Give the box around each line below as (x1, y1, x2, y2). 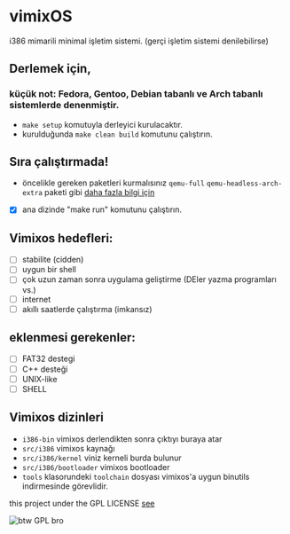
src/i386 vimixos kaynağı (21, 443, 115, 453)
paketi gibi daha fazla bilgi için (43, 187, 155, 198)
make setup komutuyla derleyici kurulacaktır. (21, 119, 184, 130)
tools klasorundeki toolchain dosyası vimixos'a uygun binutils (21, 471, 250, 482)
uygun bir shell (21, 264, 77, 275)
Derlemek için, (9, 61, 91, 76)
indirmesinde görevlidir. (21, 481, 109, 491)
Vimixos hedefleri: (9, 231, 114, 246)
